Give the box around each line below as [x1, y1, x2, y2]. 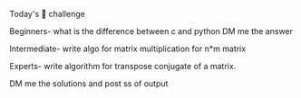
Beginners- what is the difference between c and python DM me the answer [9, 26, 293, 36]
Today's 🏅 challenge [9, 9, 86, 19]
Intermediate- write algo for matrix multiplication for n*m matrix [9, 43, 247, 54]
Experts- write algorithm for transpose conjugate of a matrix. [9, 61, 237, 71]
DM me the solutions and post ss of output [9, 78, 169, 89]
